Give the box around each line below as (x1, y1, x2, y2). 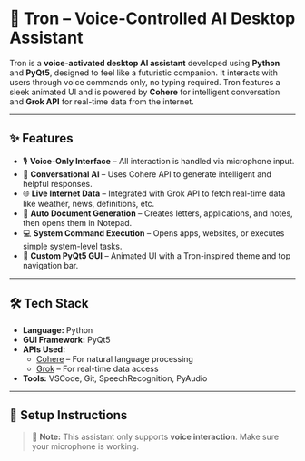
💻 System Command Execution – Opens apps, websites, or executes (22, 227, 285, 239)
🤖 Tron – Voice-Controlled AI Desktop (9, 8, 296, 29)
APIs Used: (22, 344, 66, 355)
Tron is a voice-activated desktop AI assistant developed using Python (9, 57, 280, 68)
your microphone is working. (31, 441, 139, 452)
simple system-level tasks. (22, 240, 123, 251)
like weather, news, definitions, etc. (22, 198, 155, 209)
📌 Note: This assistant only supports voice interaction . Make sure (31, 431, 280, 443)
